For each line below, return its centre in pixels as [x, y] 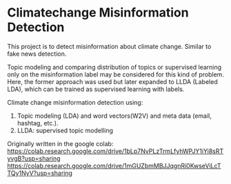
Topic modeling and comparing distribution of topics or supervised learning [114, 67]
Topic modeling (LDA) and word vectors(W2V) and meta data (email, [114, 116]
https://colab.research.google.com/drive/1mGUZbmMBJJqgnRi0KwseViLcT [114, 165]
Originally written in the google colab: [60, 143]
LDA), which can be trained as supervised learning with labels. [96, 89]
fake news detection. [37, 54]
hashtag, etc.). [38, 123]
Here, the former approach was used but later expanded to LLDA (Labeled [113, 81]
